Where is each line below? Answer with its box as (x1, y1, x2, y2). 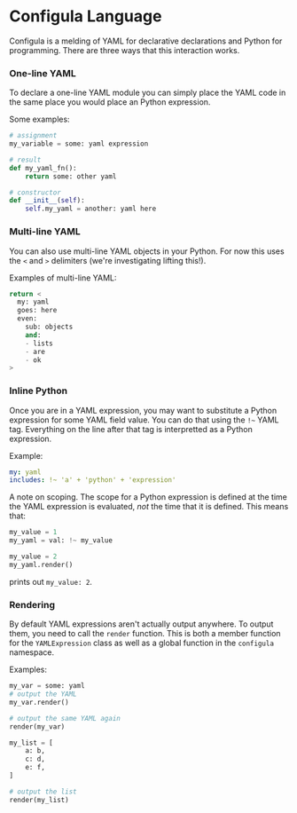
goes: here (17, 306, 58, 315)
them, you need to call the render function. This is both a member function (9, 628, 281, 639)
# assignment (9, 131, 58, 140)
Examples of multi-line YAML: (9, 272, 117, 283)
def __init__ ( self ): (9, 196, 86, 205)
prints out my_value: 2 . (9, 576, 93, 587)
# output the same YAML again (9, 714, 121, 722)
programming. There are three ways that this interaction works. (9, 44, 240, 55)
